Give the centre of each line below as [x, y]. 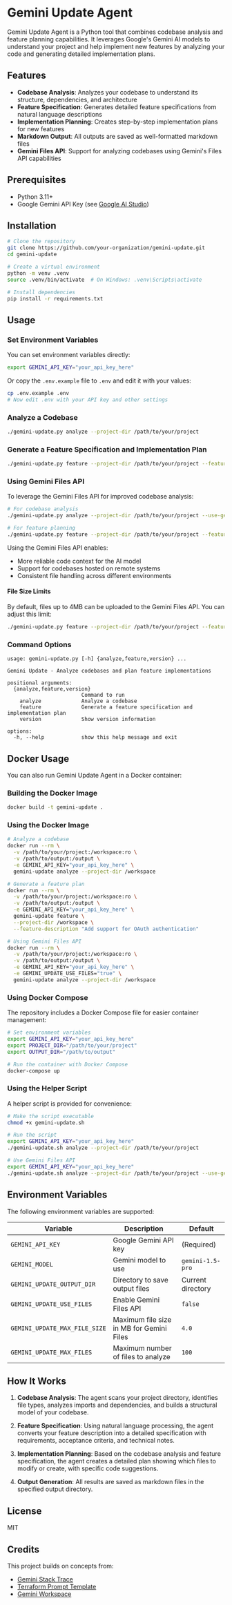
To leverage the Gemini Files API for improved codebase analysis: [100, 497]
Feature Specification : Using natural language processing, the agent [115, 1426]
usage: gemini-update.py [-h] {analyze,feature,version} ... [97, 659]
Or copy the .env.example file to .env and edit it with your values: [99, 381]
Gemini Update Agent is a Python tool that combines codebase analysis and [115, 32]
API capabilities [39, 158]
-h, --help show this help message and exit [95, 738]
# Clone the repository [41, 242]
